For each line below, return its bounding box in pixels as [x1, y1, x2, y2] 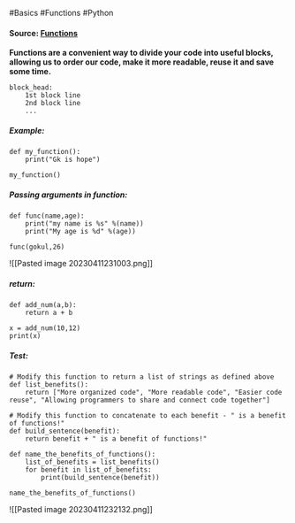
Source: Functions [9, 27, 78, 38]
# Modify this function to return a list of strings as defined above [9, 373, 275, 381]
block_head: [9, 83, 53, 92]
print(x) [9, 332, 42, 341]
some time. [9, 66, 51, 77]
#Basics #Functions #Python [9, 8, 114, 18]
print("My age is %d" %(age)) [25, 227, 137, 236]
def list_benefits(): [9, 381, 89, 389]
